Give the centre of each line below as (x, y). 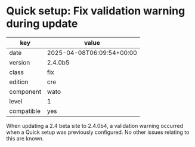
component (25, 91)
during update (42, 24)
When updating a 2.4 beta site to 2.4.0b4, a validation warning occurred (95, 125)
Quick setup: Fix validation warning (96, 11)
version (20, 62)
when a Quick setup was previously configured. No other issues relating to (98, 132)
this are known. (25, 138)
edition (19, 82)
